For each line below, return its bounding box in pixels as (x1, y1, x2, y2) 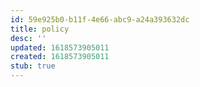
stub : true (10, 61, 56, 71)
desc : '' (10, 33, 47, 43)
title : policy (10, 24, 70, 34)
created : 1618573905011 (10, 52, 110, 62)
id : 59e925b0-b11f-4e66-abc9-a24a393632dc (10, 14, 190, 25)
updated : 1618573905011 (10, 42, 110, 53)
